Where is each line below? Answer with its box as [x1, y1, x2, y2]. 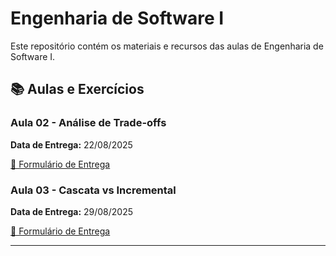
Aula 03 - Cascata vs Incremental [10, 183, 177, 197]
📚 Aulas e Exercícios [10, 81, 145, 98]
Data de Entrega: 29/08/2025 [10, 205, 134, 217]
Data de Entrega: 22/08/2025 [10, 138, 133, 151]
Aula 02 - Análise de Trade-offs [10, 116, 167, 130]
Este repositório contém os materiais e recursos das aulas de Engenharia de [10, 40, 324, 52]
